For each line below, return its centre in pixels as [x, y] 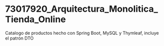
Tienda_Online [36, 19]
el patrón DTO [19, 38]
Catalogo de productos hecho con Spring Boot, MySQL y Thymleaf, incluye [82, 33]
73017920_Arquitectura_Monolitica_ [82, 9]
